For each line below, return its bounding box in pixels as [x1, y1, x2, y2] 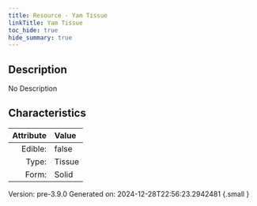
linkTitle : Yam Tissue [8, 19, 83, 27]
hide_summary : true [8, 33, 73, 42]
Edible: [21, 143, 47, 154]
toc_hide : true [8, 26, 59, 34]
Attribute [12, 129, 47, 140]
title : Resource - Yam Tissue [8, 11, 108, 20]
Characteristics [8, 107, 87, 120]
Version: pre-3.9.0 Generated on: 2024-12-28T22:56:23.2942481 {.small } [8, 189, 250, 198]
